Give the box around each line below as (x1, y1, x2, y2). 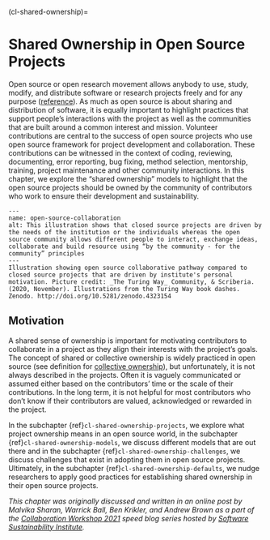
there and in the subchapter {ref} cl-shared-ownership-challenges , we (8, 446, 241, 456)
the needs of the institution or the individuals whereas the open (8, 228, 241, 236)
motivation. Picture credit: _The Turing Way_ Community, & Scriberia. (8, 277, 255, 286)
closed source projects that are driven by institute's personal (8, 271, 233, 279)
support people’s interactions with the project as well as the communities (8, 114, 251, 123)
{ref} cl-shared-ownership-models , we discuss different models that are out (8, 437, 256, 447)
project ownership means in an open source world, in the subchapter (8, 429, 238, 439)
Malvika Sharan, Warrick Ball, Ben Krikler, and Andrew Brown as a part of (8, 504, 255, 514)
